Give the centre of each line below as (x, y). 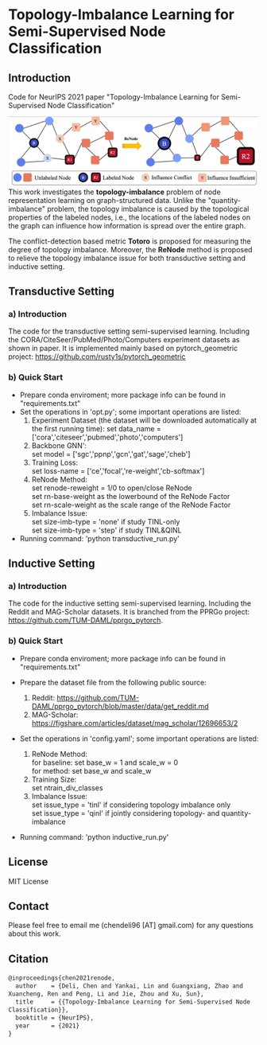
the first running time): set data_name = (96, 428)
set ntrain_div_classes (67, 788)
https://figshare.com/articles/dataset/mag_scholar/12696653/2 (135, 723)
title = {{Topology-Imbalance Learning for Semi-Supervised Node (133, 1002)
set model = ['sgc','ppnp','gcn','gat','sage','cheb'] (111, 454)
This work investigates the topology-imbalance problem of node (114, 192)
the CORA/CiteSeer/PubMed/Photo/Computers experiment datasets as (124, 340)
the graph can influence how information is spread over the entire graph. (127, 225)
